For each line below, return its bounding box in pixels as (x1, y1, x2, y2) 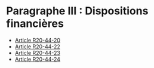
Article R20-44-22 (14, 43, 61, 50)
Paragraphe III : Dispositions (6, 4, 149, 18)
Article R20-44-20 (14, 36, 61, 44)
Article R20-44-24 (14, 55, 61, 63)
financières (6, 17, 64, 30)
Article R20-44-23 (14, 49, 61, 56)
